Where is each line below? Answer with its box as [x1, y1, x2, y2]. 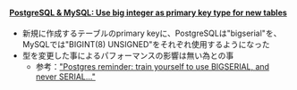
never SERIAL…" [35, 71, 96, 82]
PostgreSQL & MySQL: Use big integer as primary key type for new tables [9, 7, 288, 18]
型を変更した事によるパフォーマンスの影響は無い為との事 [21, 50, 234, 61]
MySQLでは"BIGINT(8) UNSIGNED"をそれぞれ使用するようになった [21, 39, 270, 50]
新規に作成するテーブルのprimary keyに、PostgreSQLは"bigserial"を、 [21, 28, 282, 39]
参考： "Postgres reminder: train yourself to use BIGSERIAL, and [35, 61, 270, 72]
